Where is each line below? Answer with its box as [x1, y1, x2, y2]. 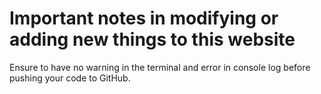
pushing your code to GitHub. [9, 72, 131, 84]
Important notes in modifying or [9, 7, 279, 30]
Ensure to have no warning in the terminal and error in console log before [9, 61, 311, 73]
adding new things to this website [9, 28, 296, 51]
